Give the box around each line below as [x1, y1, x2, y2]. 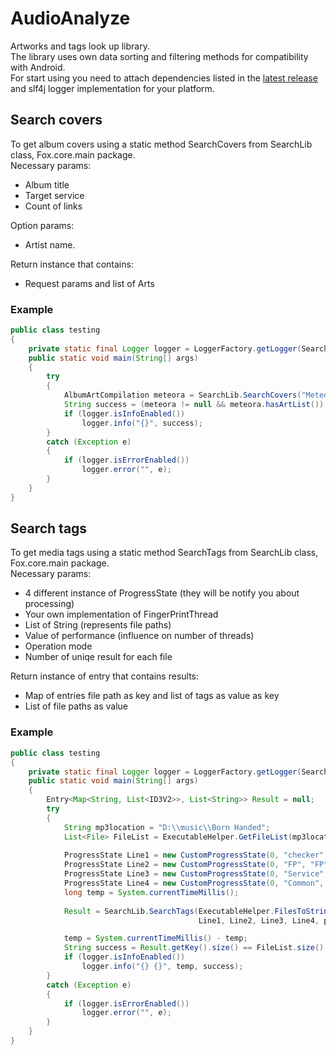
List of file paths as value [24, 700, 129, 712]
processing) [24, 598, 75, 610]
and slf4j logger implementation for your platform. [10, 82, 215, 94]
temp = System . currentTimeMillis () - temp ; [63, 933, 248, 944]
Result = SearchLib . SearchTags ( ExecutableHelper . [63, 906, 275, 916]
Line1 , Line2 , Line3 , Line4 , [198, 915, 320, 926]
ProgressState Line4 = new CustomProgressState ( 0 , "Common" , [63, 878, 325, 889]
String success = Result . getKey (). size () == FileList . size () [63, 943, 325, 953]
